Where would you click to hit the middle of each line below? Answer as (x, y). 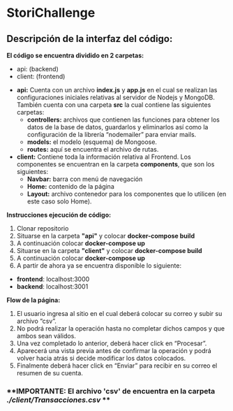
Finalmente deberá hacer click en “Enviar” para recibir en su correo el (117, 366)
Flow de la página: (33, 300)
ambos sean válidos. (46, 336)
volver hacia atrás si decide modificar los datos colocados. (101, 358)
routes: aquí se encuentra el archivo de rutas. (93, 149)
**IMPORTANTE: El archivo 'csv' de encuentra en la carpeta (111, 391)
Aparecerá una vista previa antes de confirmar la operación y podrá (114, 351)
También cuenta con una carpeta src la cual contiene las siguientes (114, 105)
